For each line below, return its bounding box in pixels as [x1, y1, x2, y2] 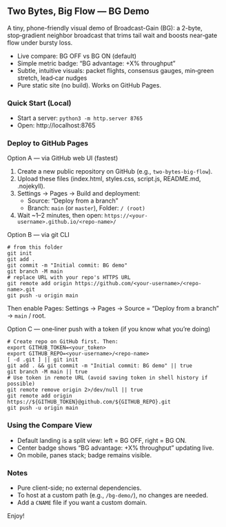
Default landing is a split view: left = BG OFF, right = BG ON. [17, 436, 187, 444]
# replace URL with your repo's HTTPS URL [7, 274, 131, 281]
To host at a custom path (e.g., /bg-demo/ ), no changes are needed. [17, 491, 209, 499]
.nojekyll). [17, 182, 45, 190]
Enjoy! [7, 512, 25, 519]
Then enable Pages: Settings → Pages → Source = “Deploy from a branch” [7, 304, 219, 313]
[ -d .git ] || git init [7, 356, 79, 364]
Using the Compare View [7, 420, 92, 430]
